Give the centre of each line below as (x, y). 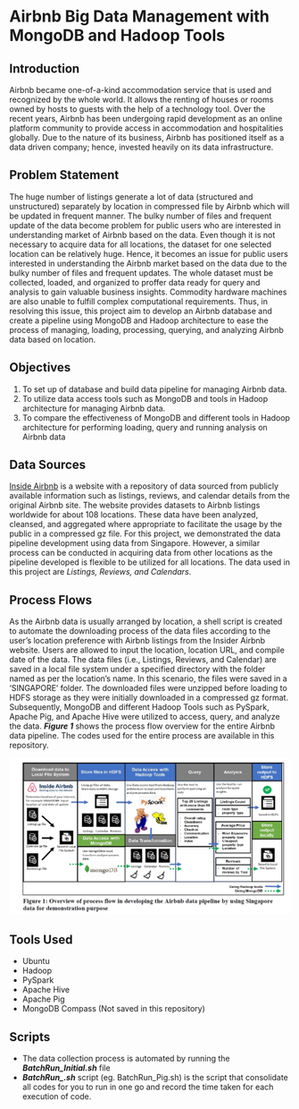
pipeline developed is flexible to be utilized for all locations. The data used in (150, 562)
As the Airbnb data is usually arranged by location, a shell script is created (146, 622)
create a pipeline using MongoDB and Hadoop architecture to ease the (139, 320)
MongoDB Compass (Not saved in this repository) (113, 1009)
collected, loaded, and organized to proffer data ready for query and (135, 282)
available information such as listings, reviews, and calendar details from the (149, 496)
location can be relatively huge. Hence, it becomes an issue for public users (149, 253)
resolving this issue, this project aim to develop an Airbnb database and (141, 311)
